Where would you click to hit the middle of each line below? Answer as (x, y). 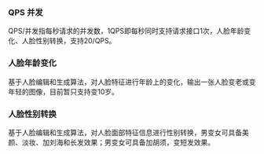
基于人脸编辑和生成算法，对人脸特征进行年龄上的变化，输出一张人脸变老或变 (132, 82)
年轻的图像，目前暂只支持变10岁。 (64, 91)
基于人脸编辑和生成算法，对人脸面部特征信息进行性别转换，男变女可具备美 (128, 132)
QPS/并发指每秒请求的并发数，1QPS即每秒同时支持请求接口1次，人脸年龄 (126, 31)
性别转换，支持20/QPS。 (75, 41)
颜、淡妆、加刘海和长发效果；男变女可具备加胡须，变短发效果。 (111, 142)
